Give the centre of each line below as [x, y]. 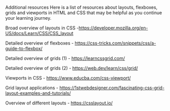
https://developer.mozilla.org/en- [113, 28]
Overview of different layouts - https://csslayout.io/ [59, 103]
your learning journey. [28, 18]
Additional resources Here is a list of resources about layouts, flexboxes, [81, 7]
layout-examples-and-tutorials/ [38, 93]
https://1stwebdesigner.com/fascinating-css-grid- [112, 88]
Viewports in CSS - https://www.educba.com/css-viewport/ [68, 78]
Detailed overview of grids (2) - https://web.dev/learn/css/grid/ [72, 68]
